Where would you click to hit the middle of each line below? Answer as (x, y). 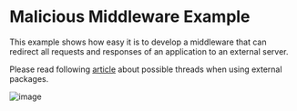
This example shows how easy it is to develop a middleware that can (138, 42)
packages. (29, 78)
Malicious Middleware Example (130, 17)
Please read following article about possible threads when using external (146, 69)
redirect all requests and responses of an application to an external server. (149, 51)
